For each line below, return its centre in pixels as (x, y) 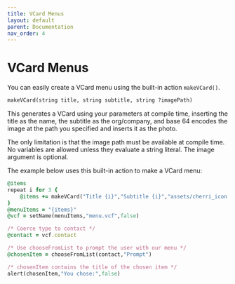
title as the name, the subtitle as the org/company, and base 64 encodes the (117, 121)
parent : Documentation (40, 27)
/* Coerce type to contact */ (52, 229)
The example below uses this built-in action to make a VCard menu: (105, 171)
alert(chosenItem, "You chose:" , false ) (64, 273)
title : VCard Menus (36, 14)
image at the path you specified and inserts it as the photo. (92, 129)
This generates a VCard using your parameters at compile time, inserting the (117, 114)
